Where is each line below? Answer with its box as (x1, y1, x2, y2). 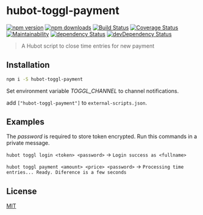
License (6, 186, 37, 196)
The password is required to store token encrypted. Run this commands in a (6, 133, 198, 140)
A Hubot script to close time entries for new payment (21, 42, 154, 49)
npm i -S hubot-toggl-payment (6, 76, 84, 82)
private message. (6, 139, 50, 147)
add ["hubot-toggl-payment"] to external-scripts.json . (6, 99, 148, 106)
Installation (6, 60, 50, 70)
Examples (6, 117, 45, 127)
